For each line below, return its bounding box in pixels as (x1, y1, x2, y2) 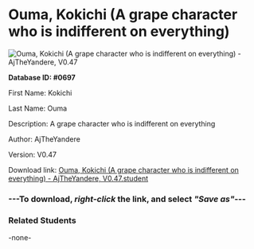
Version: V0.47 (8, 150, 57, 159)
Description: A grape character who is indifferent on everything (8, 119, 216, 128)
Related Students (8, 215, 77, 226)
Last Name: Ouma (8, 103, 68, 113)
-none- (8, 233, 32, 243)
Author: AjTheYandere (8, 134, 81, 144)
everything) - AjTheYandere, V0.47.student (8, 173, 149, 183)
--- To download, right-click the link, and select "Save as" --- (8, 193, 247, 204)
